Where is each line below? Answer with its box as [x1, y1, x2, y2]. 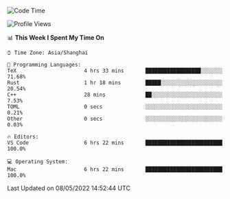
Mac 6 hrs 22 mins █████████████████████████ [7, 166, 223, 173]
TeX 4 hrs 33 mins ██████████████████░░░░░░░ [7, 67, 223, 74]
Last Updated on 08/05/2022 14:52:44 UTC [7, 184, 130, 192]
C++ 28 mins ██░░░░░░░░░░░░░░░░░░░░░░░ [7, 91, 223, 98]
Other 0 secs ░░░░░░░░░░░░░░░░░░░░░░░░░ [7, 115, 223, 122]
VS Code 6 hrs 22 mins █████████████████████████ [7, 139, 223, 146]
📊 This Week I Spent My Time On [7, 34, 104, 41]
